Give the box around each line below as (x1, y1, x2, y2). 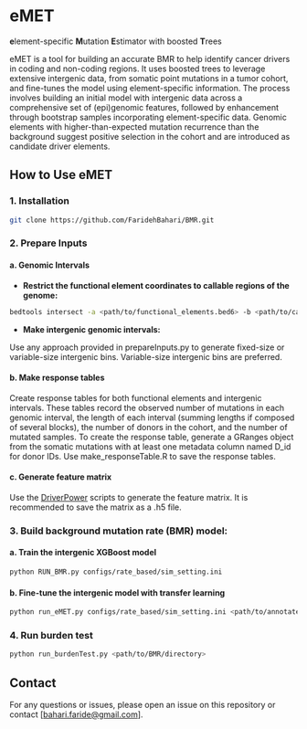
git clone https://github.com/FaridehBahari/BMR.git (9, 216, 215, 225)
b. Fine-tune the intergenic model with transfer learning (9, 586, 226, 598)
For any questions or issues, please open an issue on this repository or (9, 699, 276, 710)
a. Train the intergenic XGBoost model (9, 547, 157, 558)
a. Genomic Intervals (9, 259, 90, 270)
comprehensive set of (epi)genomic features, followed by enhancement (9, 101, 280, 112)
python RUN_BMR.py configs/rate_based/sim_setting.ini (9, 567, 223, 576)
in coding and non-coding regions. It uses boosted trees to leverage (9, 63, 266, 74)
